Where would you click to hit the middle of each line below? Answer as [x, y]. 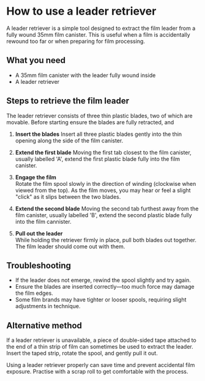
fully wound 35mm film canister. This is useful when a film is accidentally [99, 34]
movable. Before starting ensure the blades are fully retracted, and [90, 122]
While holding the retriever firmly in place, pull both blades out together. [106, 240]
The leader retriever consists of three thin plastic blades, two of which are [99, 116]
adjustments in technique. [48, 306]
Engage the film [36, 177]
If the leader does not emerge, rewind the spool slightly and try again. [103, 280]
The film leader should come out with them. [70, 246]
